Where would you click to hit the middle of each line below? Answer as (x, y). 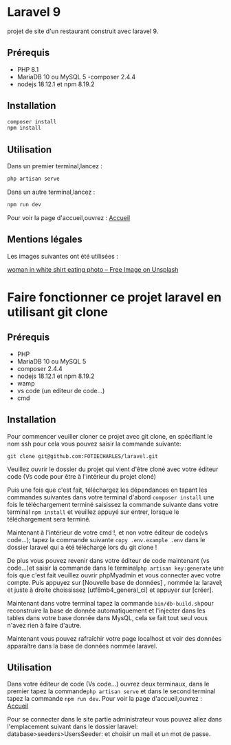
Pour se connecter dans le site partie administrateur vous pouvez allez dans (114, 719)
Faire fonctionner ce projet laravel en (114, 297)
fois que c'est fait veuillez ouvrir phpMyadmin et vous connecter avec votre (114, 575)
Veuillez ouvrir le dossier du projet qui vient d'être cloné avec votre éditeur (113, 469)
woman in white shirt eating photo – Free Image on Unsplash (93, 269)
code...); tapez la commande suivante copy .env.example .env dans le (106, 539)
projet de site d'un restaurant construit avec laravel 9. (83, 31)
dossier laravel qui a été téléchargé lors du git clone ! (82, 547)
